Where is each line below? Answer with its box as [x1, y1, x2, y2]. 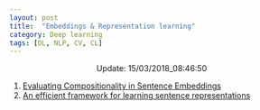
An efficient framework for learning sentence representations [22, 90, 251, 101]
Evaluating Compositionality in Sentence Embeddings [22, 80, 221, 91]
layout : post [9, 13, 59, 23]
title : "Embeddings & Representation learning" [9, 22, 196, 31]
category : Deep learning [9, 30, 103, 39]
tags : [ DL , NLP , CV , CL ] [9, 38, 103, 48]
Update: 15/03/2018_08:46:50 [96, 63, 208, 74]
